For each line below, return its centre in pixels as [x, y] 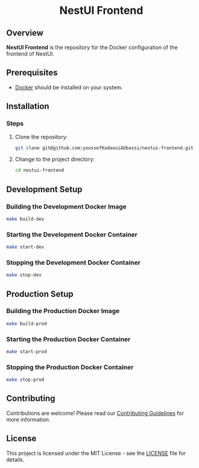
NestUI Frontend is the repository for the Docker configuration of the [92, 47]
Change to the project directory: [55, 159]
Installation [28, 106]
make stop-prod [25, 380]
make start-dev [25, 247]
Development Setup [44, 189]
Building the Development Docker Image [66, 206]
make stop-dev [24, 275]
